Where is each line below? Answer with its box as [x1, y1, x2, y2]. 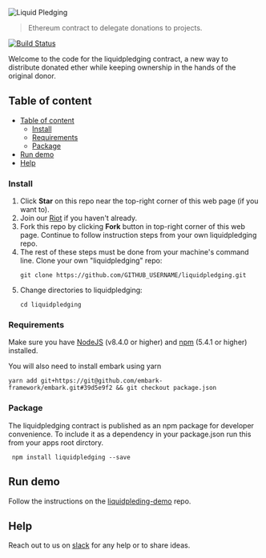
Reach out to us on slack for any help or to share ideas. [8, 540, 191, 550]
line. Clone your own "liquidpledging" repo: [19, 256, 163, 266]
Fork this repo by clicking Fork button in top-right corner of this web [19, 222, 246, 231]
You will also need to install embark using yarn [8, 361, 162, 371]
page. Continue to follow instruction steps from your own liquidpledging [19, 231, 257, 240]
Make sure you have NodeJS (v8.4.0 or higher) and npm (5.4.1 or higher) [8, 337, 248, 347]
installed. [8, 346, 38, 355]
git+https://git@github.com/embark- [40, 377, 163, 385]
